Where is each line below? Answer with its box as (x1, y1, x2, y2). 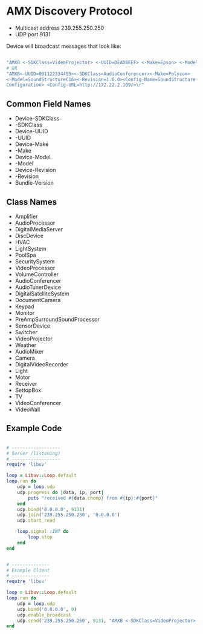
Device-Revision (14, 167, 56, 174)
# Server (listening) (6, 450, 61, 457)
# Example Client (6, 567, 50, 573)
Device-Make (14, 140, 49, 148)
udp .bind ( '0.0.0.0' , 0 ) (17, 606, 77, 612)
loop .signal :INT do (17, 529, 69, 535)
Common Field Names (6, 99, 91, 109)
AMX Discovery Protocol (6, 4, 133, 18)
